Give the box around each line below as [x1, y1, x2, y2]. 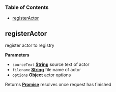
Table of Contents [5, 4, 49, 11]
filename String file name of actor [12, 67, 81, 73]
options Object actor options [12, 72, 71, 78]
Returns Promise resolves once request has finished [5, 82, 112, 88]
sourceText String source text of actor [12, 61, 90, 67]
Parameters [5, 52, 29, 58]
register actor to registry [5, 42, 55, 48]
